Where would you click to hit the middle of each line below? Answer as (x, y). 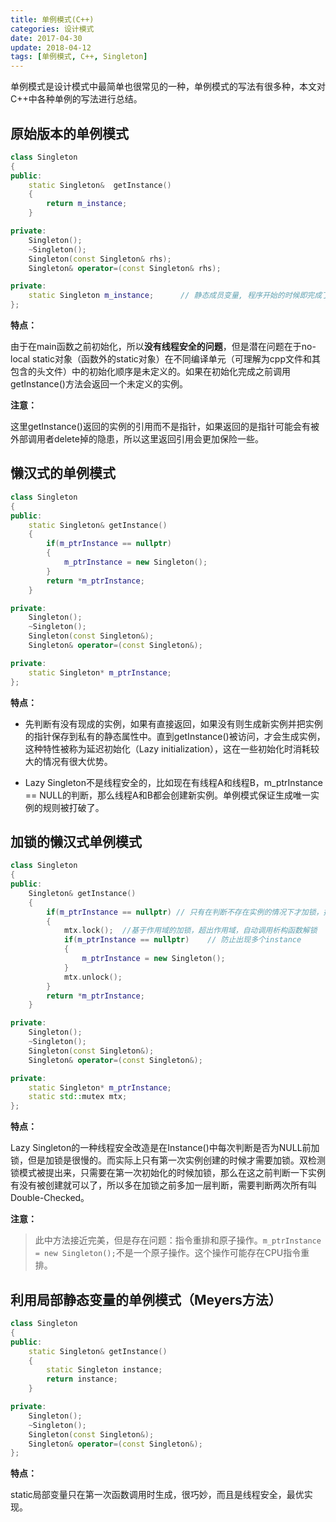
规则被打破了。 (73, 807)
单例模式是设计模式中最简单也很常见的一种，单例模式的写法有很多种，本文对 (168, 87)
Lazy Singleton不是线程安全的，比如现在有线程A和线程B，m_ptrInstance (173, 782)
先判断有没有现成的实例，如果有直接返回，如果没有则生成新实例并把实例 (173, 723)
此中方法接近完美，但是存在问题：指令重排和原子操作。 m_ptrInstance (178, 1240)
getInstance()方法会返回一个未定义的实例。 (99, 384)
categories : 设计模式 (52, 29)
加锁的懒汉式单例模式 (76, 841)
